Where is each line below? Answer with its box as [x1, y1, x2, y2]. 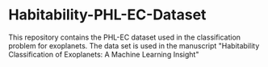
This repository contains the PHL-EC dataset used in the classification [8, 32, 241, 42]
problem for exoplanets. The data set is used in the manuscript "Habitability [8, 40, 260, 50]
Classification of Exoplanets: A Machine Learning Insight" [8, 49, 199, 59]
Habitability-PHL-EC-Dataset [8, 6, 207, 24]
